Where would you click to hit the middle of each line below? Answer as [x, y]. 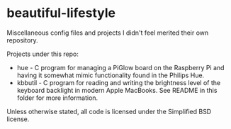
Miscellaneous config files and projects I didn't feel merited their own [108, 33]
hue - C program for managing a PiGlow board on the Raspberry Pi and [120, 67]
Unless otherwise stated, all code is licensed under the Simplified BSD [109, 111]
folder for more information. [57, 98]
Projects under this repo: [43, 54]
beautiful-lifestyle [61, 13]
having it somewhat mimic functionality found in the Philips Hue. [111, 75]
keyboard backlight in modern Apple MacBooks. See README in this [117, 90]
